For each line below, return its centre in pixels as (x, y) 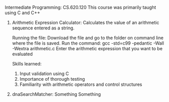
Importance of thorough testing (52, 79)
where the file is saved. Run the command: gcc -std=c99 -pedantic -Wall (88, 43)
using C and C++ (23, 13)
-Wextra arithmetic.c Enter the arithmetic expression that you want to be (87, 48)
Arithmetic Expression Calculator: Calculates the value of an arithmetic (86, 23)
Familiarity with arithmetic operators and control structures (81, 84)
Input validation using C (44, 74)
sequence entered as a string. (43, 28)
